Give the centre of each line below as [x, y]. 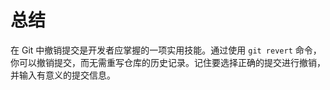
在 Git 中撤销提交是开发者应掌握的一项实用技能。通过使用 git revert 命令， [166, 50]
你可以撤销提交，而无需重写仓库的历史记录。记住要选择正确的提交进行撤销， [168, 62]
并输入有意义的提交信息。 [63, 75]
